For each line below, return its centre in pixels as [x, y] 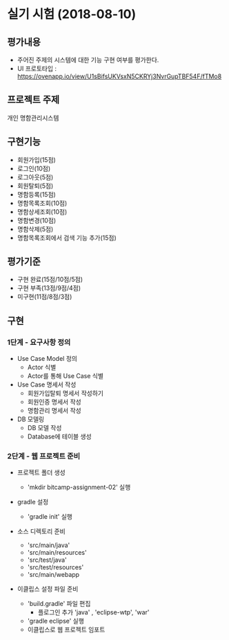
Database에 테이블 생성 [59, 436]
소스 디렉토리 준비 [41, 531]
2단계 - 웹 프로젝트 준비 [44, 456]
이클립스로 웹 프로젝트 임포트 [66, 630]
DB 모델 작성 [44, 428]
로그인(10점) [34, 168]
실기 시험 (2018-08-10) [72, 14]
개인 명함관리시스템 [33, 118]
